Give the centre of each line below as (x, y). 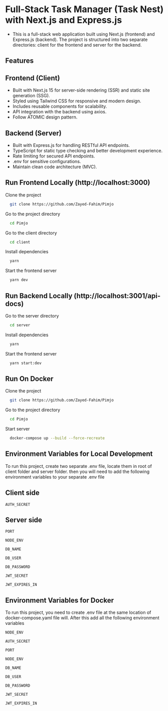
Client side (22, 493)
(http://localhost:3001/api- (117, 295)
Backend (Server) (34, 133)
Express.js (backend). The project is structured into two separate (80, 39)
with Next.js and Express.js (64, 20)
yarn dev (19, 280)
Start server (18, 429)
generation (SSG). (31, 96)
